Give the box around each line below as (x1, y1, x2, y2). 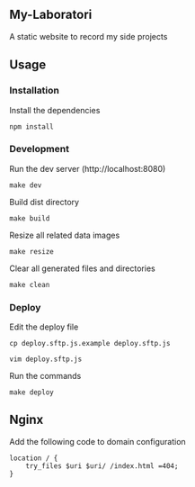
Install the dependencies (9, 104, 101, 115)
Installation (9, 85, 60, 97)
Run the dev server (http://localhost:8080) (9, 163, 166, 174)
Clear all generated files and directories (9, 263, 155, 274)
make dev (9, 180, 42, 190)
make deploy (9, 388, 54, 397)
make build (9, 213, 50, 223)
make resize (9, 247, 54, 256)
